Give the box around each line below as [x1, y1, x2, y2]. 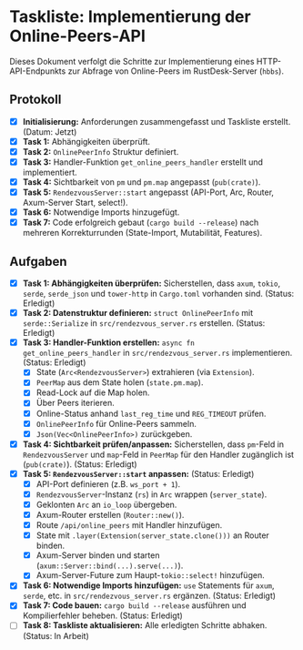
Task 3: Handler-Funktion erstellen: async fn [22, 337, 196, 348]
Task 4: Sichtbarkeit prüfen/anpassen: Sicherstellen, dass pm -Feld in [22, 439, 285, 450]
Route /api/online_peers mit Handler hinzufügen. [35, 520, 223, 531]
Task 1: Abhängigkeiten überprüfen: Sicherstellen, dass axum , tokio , [22, 278, 280, 289]
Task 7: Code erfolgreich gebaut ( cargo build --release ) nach [22, 217, 259, 229]
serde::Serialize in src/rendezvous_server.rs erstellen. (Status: [22, 318, 266, 329]
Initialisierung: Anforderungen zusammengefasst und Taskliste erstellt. [22, 116, 291, 127]
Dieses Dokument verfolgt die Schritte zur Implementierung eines [9, 56, 255, 66]
